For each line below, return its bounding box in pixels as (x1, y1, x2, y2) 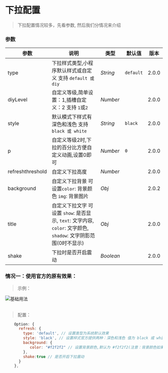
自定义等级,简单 (51, 89, 88, 96)
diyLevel (7, 96, 27, 103)
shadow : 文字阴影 (51, 232, 90, 239)
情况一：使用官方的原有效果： (5, 273, 77, 280)
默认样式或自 (56, 67, 87, 74)
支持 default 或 (58, 74, 94, 81)
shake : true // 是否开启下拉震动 (23, 354, 84, 359)
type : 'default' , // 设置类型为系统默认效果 (23, 331, 109, 336)
